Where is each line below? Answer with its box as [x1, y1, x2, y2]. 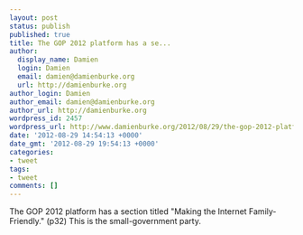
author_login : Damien [9, 89, 91, 98]
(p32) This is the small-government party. [46, 216, 201, 227]
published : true [9, 30, 70, 39]
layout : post [9, 13, 59, 23]
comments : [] [9, 182, 59, 191]
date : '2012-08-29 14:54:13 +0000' [9, 131, 143, 140]
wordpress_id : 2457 [9, 114, 83, 123]
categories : [9, 147, 54, 156]
